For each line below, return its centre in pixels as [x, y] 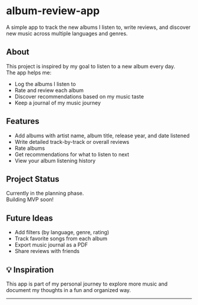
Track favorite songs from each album [61, 239]
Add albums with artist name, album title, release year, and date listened [102, 135]
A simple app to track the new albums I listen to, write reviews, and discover [98, 27]
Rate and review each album [49, 90]
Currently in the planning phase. [45, 194]
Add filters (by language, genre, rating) [62, 232]
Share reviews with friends [47, 251]
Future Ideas [29, 218]
